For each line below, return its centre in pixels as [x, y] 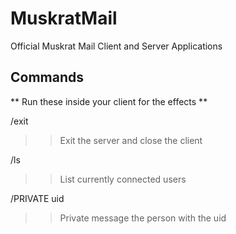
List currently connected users [123, 179]
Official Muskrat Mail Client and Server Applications [116, 46]
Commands [47, 77]
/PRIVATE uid [37, 198]
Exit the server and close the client [131, 140]
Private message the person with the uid [143, 218]
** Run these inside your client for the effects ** [109, 101]
